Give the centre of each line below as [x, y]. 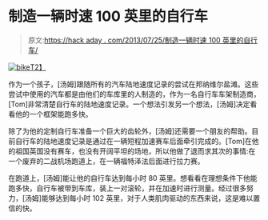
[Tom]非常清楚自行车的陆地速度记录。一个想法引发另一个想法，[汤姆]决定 [129, 104]
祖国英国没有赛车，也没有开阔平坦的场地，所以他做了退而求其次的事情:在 [135, 151]
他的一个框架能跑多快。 [54, 114]
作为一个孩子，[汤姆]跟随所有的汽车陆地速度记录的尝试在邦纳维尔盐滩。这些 [134, 84]
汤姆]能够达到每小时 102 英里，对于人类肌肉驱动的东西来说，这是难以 [139, 198]
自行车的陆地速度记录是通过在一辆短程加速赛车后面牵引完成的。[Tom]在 [133, 141]
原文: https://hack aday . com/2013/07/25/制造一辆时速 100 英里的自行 [143, 40]
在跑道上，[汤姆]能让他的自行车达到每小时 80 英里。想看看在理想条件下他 [129, 178]
